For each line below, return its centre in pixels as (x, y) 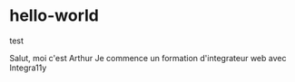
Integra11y (28, 68)
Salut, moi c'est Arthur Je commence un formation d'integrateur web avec (148, 58)
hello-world (54, 16)
